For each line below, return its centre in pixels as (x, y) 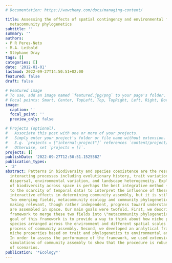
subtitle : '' (19, 29)
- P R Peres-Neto (24, 43)
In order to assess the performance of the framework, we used (79, 238)
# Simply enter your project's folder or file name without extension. (86, 138)
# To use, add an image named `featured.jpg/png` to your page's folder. (86, 95)
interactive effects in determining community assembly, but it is (83, 195)
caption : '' (23, 110)
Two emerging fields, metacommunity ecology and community (74, 200)
